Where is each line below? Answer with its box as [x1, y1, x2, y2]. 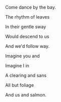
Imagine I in [5, 63, 29, 68]
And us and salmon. [5, 92, 47, 97]
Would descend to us [5, 34, 49, 39]
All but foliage [5, 82, 34, 88]
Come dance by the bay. [5, 5, 56, 10]
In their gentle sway [5, 24, 46, 30]
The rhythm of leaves [5, 14, 50, 20]
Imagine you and [5, 53, 40, 59]
